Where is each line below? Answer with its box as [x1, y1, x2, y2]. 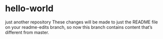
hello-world [5, 3, 54, 14]
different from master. [5, 29, 49, 35]
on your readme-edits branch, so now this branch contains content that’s [5, 24, 153, 30]
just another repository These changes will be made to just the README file [5, 19, 158, 25]
